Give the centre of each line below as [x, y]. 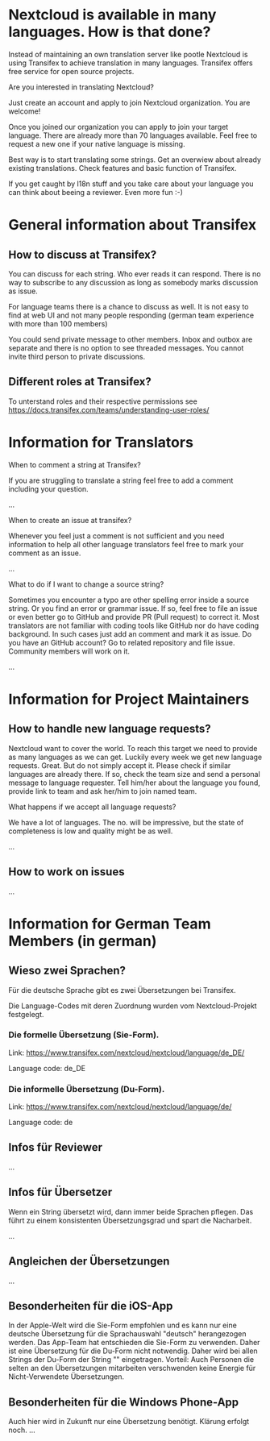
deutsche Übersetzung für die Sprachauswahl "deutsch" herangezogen [127, 1334]
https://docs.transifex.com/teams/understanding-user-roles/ [109, 409]
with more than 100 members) [58, 323]
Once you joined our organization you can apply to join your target [118, 127]
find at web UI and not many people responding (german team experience [131, 315]
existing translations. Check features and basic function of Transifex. [123, 168]
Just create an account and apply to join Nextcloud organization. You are [129, 102]
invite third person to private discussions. [77, 356]
